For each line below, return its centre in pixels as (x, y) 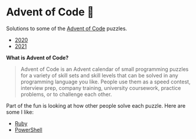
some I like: (20, 112)
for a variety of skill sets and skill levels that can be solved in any (99, 75)
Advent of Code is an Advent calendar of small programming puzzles (104, 69)
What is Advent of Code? (37, 57)
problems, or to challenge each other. (66, 94)
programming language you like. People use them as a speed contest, (105, 82)
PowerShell (28, 130)
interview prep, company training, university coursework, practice (101, 88)
